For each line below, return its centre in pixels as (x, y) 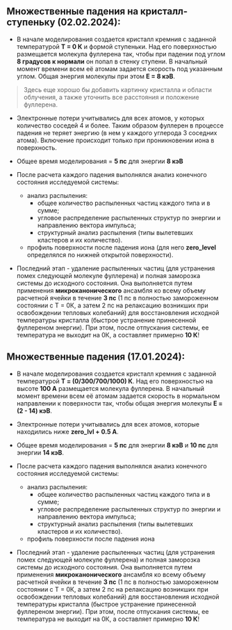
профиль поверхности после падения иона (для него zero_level (122, 247)
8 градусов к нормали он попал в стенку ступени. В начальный (112, 61)
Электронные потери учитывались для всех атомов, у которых (110, 118)
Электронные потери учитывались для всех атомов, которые (108, 424)
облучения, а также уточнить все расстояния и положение (111, 97)
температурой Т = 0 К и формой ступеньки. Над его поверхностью (116, 46)
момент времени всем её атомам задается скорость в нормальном (118, 396)
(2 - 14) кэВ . (34, 410)
